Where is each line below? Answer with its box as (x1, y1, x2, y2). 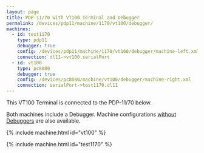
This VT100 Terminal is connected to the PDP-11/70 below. (6, 99, 152, 106)
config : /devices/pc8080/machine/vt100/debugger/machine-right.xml (17, 76, 191, 83)
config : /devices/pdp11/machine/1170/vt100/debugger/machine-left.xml (17, 49, 200, 55)
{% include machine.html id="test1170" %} (6, 141, 112, 148)
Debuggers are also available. (6, 117, 81, 124)
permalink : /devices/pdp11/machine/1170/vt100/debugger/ (6, 20, 154, 26)
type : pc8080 (17, 65, 50, 72)
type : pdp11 (17, 37, 47, 43)
